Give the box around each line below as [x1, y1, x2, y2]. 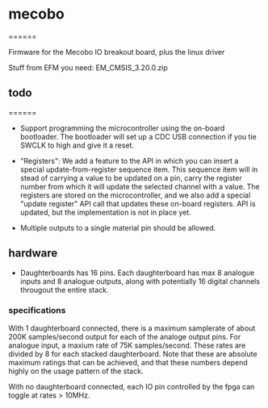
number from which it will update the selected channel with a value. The [19, 181, 260, 191]
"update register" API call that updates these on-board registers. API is [19, 198, 256, 208]
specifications [8, 305, 66, 316]
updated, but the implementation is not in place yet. [19, 207, 191, 217]
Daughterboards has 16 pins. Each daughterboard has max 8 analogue [19, 268, 255, 277]
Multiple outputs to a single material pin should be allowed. [19, 223, 216, 232]
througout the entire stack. [19, 285, 109, 294]
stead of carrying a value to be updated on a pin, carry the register [19, 173, 242, 182]
